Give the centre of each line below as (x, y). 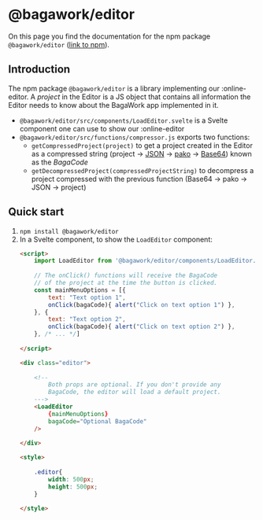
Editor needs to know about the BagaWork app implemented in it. (113, 105)
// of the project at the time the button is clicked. (126, 283)
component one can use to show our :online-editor (102, 128)
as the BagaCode (59, 162)
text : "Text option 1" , (87, 297)
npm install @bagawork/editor (69, 231)
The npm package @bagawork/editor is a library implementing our (114, 88)
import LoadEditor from (73, 261)
